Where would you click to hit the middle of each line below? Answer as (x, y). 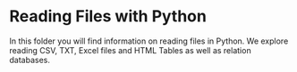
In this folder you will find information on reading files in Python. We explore (149, 41)
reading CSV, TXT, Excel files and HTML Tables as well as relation (131, 50)
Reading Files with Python (108, 16)
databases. (30, 60)
